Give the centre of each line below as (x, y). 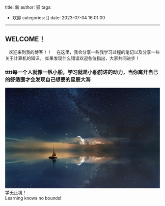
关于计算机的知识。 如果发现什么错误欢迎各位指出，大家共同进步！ (72, 58)
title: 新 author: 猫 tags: (28, 7)
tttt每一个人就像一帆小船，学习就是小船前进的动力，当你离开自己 (82, 72)
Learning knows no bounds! (33, 198)
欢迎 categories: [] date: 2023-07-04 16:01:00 (59, 18)
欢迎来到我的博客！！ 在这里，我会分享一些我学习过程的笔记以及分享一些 (84, 52)
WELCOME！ (25, 39)
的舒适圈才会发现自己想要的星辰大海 (48, 79)
